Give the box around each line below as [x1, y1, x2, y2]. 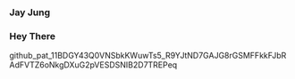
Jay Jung [9, 6, 51, 19]
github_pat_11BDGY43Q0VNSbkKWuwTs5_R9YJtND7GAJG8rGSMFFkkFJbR [9, 51, 287, 61]
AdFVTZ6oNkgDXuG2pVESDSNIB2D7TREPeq [9, 59, 178, 70]
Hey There [9, 29, 56, 42]
